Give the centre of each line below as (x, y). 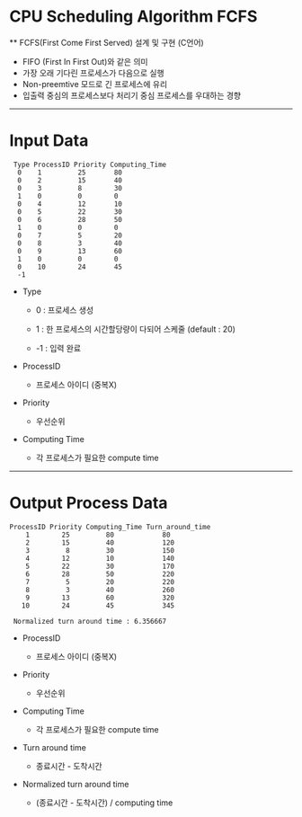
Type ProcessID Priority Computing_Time (90, 164)
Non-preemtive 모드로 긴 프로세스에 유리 (95, 84)
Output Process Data (89, 503)
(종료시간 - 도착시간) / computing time (104, 803)
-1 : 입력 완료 (58, 348)
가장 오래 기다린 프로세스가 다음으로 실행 (93, 73)
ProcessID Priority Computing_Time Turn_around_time (110, 527)
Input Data (49, 141)
